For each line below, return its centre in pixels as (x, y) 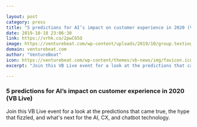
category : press (26, 22)
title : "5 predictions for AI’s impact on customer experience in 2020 (95, 28)
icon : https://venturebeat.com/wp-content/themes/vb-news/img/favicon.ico (99, 60)
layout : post (22, 16)
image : (14, 44)
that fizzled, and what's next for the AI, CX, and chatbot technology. (88, 117)
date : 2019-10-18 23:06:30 (39, 33)
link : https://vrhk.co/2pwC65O (44, 39)
